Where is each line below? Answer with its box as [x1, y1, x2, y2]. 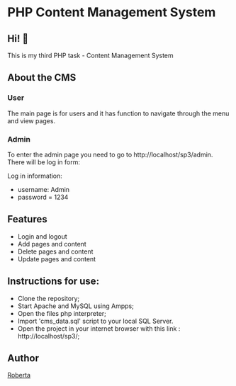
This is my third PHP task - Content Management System [7, 51, 174, 59]
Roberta [7, 371, 30, 380]
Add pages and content [17, 239, 86, 248]
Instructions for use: [7, 276, 100, 288]
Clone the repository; [17, 294, 80, 302]
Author [7, 352, 39, 364]
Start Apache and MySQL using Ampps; [17, 302, 135, 310]
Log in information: [7, 171, 62, 180]
